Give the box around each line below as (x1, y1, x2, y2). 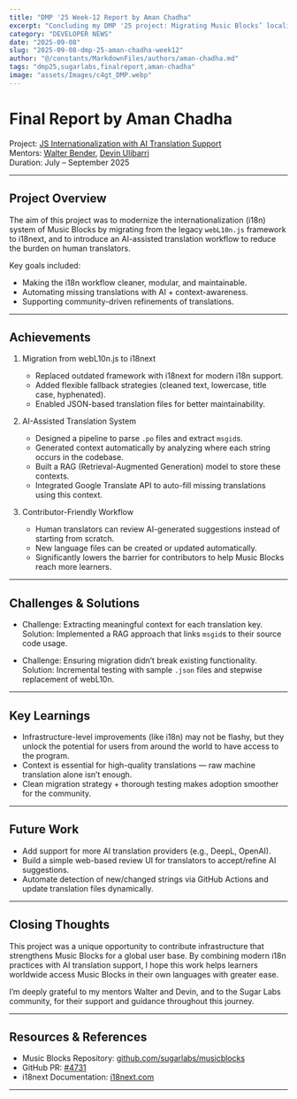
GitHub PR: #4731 (21, 1063, 87, 1073)
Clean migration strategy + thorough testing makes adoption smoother (21, 778, 279, 789)
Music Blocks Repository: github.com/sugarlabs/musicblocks (21, 1053, 246, 1064)
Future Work (9, 822, 80, 838)
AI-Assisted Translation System (21, 416, 137, 426)
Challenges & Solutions (9, 596, 140, 611)
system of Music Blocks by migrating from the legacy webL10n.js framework (9, 223, 286, 235)
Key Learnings (9, 708, 91, 723)
